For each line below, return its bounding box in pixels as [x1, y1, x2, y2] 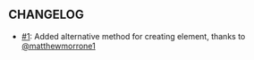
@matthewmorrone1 [21, 40, 96, 51]
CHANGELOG [8, 7, 84, 22]
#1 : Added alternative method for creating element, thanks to [21, 30, 246, 41]
